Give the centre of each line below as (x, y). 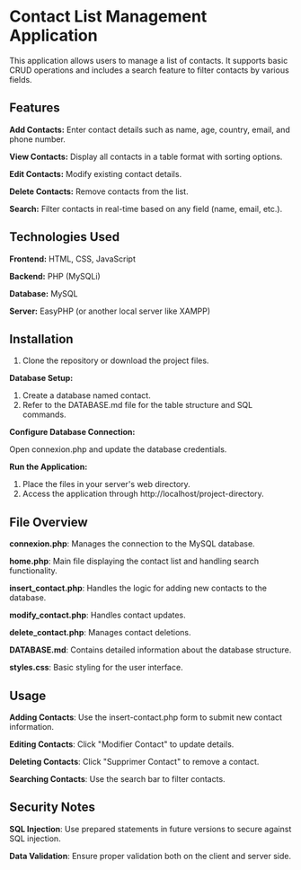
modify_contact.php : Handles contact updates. (97, 615)
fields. (21, 79)
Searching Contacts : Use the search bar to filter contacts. (118, 779)
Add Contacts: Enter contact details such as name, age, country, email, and (150, 129)
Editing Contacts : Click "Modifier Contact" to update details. (122, 744)
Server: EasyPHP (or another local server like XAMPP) (110, 311)
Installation (41, 339)
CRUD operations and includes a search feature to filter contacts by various (149, 70)
